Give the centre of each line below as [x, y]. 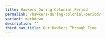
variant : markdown [24, 19]
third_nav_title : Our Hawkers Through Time [51, 28]
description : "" [22, 23]
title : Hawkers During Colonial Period [47, 10]
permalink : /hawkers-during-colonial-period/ [53, 14]
